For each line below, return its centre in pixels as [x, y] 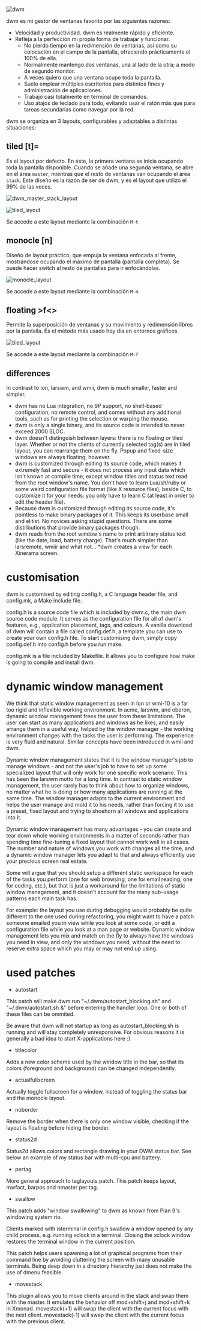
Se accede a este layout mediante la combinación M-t [72, 221]
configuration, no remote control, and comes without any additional [98, 412]
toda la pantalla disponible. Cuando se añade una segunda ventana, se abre [100, 167]
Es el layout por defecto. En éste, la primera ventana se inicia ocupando [95, 161]
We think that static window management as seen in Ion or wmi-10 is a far [97, 703]
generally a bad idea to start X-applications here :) [68, 1039]
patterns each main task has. [42, 898]
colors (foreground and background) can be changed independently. [91, 1068]
